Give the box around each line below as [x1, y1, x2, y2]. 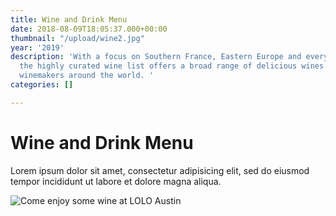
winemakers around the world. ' [19, 71, 155, 81]
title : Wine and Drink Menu [10, 14, 128, 25]
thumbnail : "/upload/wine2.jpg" [10, 33, 145, 43]
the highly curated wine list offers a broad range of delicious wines [19, 61, 325, 71]
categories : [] [10, 80, 74, 90]
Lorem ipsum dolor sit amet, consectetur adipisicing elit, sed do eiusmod [10, 164, 310, 176]
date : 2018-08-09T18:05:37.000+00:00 [10, 24, 168, 34]
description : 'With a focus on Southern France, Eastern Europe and [10, 52, 302, 62]
